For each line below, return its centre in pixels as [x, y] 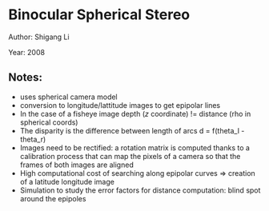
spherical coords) [49, 122]
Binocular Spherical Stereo [99, 15]
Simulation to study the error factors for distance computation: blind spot [140, 190]
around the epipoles [53, 198]
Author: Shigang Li [39, 37]
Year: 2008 [27, 52]
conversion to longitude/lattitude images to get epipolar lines [120, 105]
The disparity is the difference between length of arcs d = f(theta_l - [132, 130]
